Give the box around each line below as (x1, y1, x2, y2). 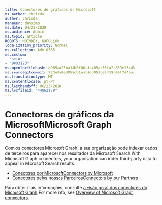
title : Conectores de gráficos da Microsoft (5, 7, 96, 12)
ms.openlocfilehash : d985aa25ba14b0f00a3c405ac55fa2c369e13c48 (5, 66, 135, 71)
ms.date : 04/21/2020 (5, 25, 47, 30)
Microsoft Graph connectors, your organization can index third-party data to (5, 156, 157, 161)
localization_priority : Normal (5, 43, 68, 48)
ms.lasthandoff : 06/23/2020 (5, 83, 62, 88)
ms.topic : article (5, 34, 42, 39)
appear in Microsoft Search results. (5, 161, 75, 167)
